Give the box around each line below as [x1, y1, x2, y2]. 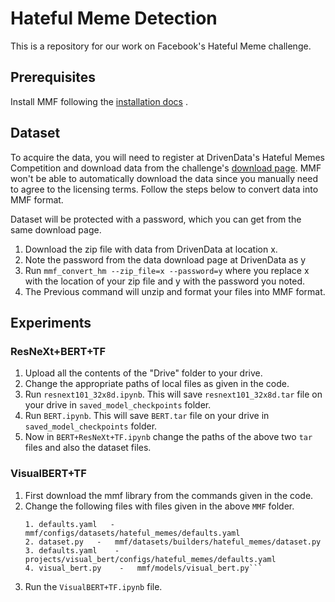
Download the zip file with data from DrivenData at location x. [24, 243, 278, 255]
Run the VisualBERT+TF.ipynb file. [24, 580, 163, 592]
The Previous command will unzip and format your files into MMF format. [24, 285, 326, 297]
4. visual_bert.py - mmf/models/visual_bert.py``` [24, 563, 263, 573]
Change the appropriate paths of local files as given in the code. [24, 378, 290, 390]
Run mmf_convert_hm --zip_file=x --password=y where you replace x [24, 264, 310, 276]
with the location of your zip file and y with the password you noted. [24, 275, 306, 287]
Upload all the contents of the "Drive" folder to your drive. [24, 367, 263, 379]
